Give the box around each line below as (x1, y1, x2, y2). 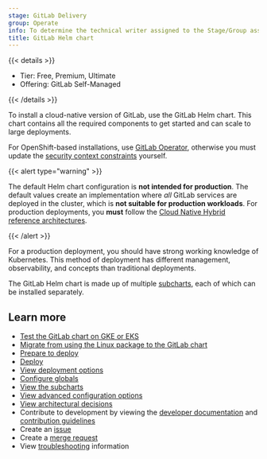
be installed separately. (8, 287, 85, 297)
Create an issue (19, 425, 72, 434)
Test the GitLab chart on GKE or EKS (19, 332, 139, 341)
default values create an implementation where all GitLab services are (8, 190, 238, 200)
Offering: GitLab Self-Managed (19, 80, 122, 89)
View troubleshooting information (19, 441, 130, 451)
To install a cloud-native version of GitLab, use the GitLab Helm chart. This (8, 111, 252, 120)
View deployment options (19, 365, 104, 375)
